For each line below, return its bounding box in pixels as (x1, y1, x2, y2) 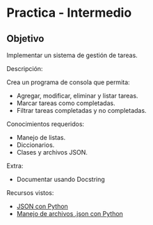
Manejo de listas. (16, 134, 66, 141)
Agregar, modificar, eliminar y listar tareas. (16, 92, 138, 100)
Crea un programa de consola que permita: (6, 78, 130, 86)
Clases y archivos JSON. (16, 148, 88, 156)
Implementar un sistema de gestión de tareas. (6, 51, 138, 59)
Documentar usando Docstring (16, 176, 105, 183)
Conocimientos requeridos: (6, 120, 85, 128)
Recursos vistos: (6, 189, 54, 196)
